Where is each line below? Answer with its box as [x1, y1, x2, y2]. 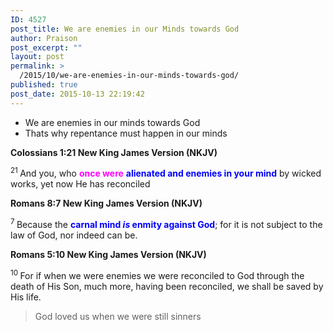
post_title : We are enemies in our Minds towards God [10, 24, 240, 34]
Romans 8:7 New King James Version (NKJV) [10, 197, 203, 210]
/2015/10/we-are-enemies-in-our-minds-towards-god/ [19, 71, 240, 81]
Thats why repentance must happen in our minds [24, 127, 228, 139]
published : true [10, 80, 78, 90]
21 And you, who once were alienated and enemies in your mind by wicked [10, 166, 322, 180]
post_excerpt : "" [10, 42, 83, 53]
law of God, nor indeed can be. [10, 229, 138, 241]
